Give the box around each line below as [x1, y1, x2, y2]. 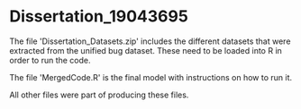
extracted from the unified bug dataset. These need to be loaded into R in [9, 45, 282, 55]
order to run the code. [9, 54, 92, 65]
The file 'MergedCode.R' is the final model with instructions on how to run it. [9, 71, 293, 82]
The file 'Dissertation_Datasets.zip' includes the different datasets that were [9, 36, 291, 46]
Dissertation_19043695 [9, 6, 189, 27]
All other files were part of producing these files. [9, 89, 189, 100]
